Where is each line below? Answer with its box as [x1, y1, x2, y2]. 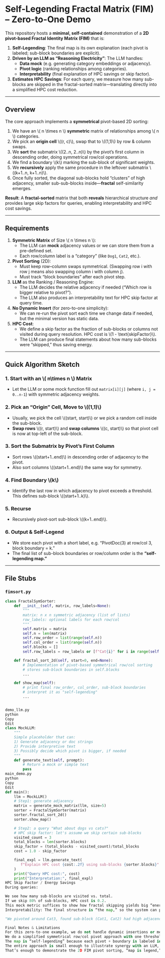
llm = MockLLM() [14, 794, 48, 799]
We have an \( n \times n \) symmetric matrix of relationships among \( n [12, 128, 160, 134]
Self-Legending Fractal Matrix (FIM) [5, 3, 154, 15]
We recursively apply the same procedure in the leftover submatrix [12, 164, 149, 170]
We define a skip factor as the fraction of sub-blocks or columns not [19, 326, 158, 332]
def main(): [5, 790, 29, 794]
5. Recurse [5, 505, 31, 512]
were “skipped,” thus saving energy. [19, 341, 93, 347]
